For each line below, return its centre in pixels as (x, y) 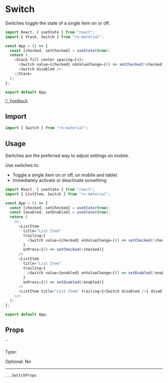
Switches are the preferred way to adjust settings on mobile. (67, 155)
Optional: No (18, 361)
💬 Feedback (16, 101)
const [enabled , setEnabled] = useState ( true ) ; (60, 212)
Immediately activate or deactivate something (59, 180)
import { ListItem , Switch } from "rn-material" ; (58, 194)
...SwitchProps (21, 375)
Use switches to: (22, 165)
